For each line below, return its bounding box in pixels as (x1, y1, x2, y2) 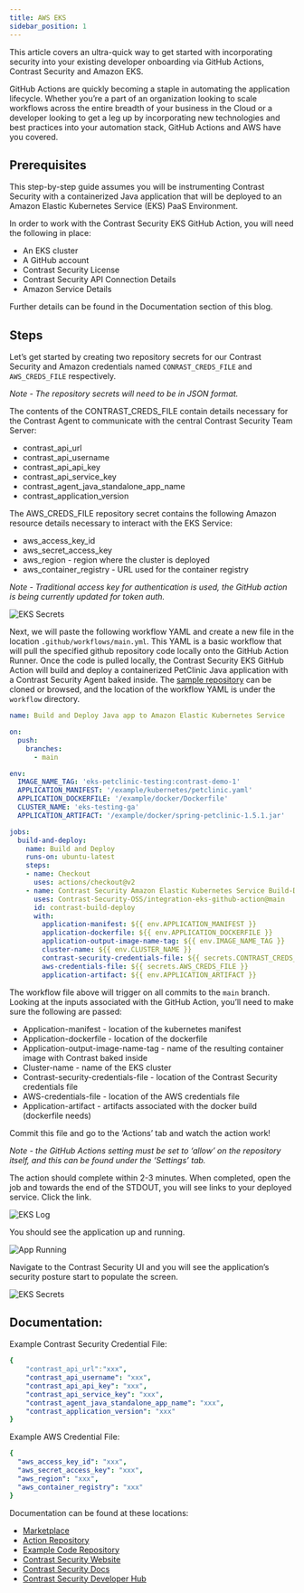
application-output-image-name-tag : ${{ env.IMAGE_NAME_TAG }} (42, 937, 285, 946)
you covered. (9, 131, 59, 142)
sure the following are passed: (9, 1006, 122, 1017)
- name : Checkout (25, 869, 91, 878)
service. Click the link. (9, 1191, 92, 1202)
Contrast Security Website (22, 1553, 121, 1565)
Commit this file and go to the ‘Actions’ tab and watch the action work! (9, 1127, 271, 1138)
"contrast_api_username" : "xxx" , (25, 1373, 152, 1382)
